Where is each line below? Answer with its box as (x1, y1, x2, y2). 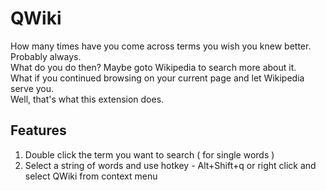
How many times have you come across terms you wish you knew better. (10, 40, 312, 52)
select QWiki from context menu (24, 170, 158, 182)
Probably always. (10, 50, 82, 62)
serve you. (10, 82, 55, 94)
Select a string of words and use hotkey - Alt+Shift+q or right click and (24, 159, 317, 171)
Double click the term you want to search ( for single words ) (24, 148, 275, 161)
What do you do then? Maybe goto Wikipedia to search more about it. (10, 61, 297, 73)
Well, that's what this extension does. (10, 93, 165, 105)
